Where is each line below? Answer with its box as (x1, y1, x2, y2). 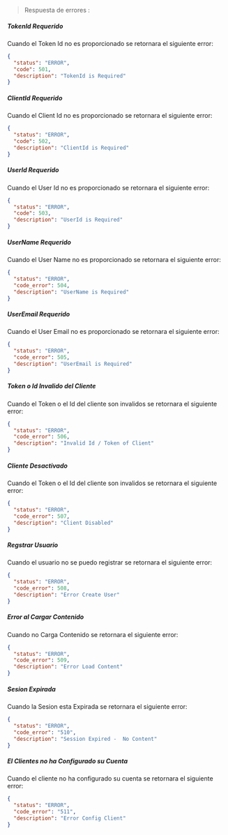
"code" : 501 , (13, 66, 52, 72)
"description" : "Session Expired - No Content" (13, 735, 158, 742)
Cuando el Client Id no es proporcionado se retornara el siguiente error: (7, 112, 213, 120)
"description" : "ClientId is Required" (13, 144, 130, 151)
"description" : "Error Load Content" (13, 664, 123, 671)
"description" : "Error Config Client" (13, 815, 127, 822)
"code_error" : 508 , (13, 585, 70, 592)
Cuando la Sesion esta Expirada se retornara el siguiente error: (7, 703, 188, 711)
